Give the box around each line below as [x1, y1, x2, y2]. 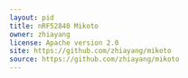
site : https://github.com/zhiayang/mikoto [9, 47, 172, 56]
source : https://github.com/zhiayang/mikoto [9, 55, 180, 64]
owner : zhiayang [9, 30, 70, 39]
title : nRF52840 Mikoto [9, 22, 99, 30]
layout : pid [9, 13, 54, 22]
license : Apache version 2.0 [9, 38, 119, 48]
